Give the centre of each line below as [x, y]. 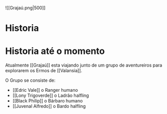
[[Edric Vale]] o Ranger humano [45, 90]
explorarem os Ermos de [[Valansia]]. [44, 71]
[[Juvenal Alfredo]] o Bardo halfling [49, 106]
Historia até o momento [55, 51]
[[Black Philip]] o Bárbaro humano [48, 101]
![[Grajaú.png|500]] [25, 8]
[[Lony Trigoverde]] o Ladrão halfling [51, 95]
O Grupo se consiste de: [30, 80]
